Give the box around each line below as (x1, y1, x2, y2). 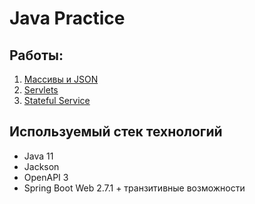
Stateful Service (23, 95, 91, 106)
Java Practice (9, 7, 126, 30)
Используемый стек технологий (9, 123, 223, 141)
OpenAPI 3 (23, 171, 69, 183)
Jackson (23, 160, 60, 172)
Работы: (9, 47, 64, 64)
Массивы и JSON (23, 73, 99, 85)
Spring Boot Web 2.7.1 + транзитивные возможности (23, 182, 246, 194)
